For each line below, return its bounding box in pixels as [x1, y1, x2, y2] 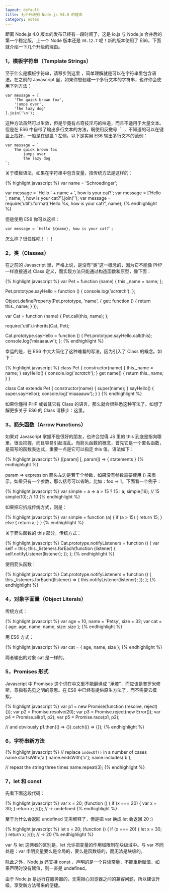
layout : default [5, 7, 39, 13]
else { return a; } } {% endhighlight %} [5, 520, 84, 526]
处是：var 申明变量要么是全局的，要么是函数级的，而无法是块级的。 [5, 848, 145, 854]
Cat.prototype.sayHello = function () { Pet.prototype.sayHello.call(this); [5, 332, 152, 339]
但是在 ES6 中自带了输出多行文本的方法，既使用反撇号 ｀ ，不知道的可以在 [5, 126, 159, 132]
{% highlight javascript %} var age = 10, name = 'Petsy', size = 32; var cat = [5, 618, 162, 624]
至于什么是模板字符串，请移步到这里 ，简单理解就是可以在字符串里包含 [5, 70, 152, 76]
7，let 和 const [5, 778, 42, 785]
